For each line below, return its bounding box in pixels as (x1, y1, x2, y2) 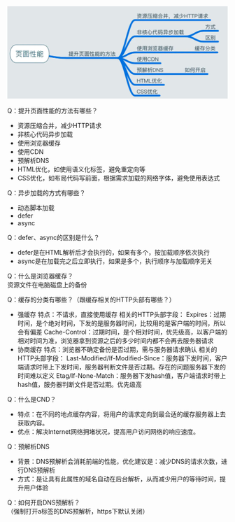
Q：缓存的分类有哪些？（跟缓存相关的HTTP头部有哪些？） (7, 295, 176, 304)
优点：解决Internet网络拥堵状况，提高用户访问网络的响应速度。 (17, 428, 199, 436)
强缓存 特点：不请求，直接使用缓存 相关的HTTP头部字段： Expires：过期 (17, 311, 226, 319)
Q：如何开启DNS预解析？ (7, 498, 80, 507)
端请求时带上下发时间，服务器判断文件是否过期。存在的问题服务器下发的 (17, 363, 226, 372)
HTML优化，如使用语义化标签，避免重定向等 (17, 165, 145, 174)
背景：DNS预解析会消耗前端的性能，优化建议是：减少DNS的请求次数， (17, 458, 222, 466)
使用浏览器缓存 (17, 139, 61, 148)
